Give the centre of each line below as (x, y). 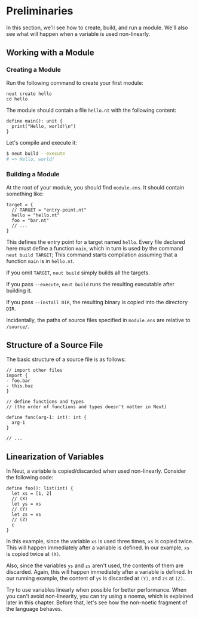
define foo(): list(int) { (40, 488)
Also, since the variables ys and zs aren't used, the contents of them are (95, 565)
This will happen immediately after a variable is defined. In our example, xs (98, 547)
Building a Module (33, 175)
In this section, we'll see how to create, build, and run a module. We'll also (97, 27)
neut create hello (29, 94)
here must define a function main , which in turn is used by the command (95, 248)
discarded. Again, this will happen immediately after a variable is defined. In (99, 572)
